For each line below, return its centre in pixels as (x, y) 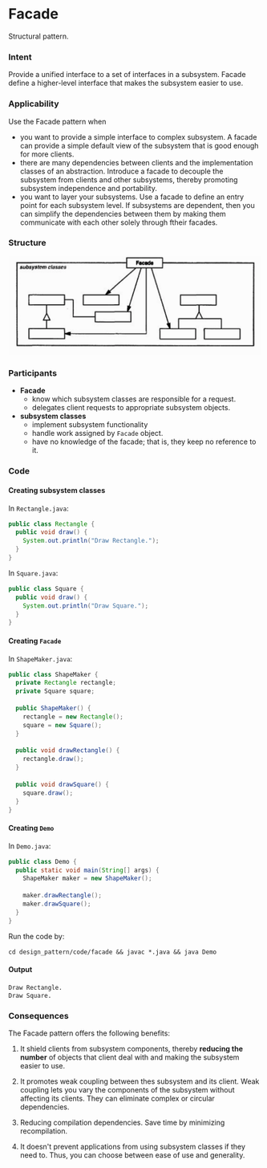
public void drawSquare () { (63, 784)
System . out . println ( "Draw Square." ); (86, 606)
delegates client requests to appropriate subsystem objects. (131, 408)
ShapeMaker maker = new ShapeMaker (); (87, 879)
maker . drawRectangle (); (63, 896)
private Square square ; (55, 691)
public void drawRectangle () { (68, 751)
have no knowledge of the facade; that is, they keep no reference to (144, 442)
